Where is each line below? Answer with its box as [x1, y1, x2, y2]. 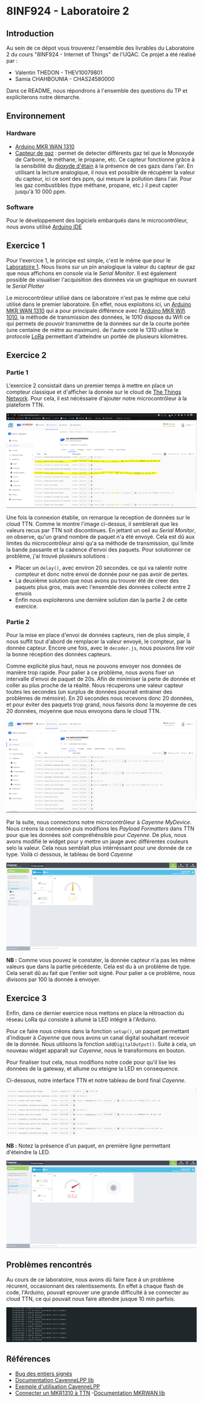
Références [6, 1354, 51, 1365]
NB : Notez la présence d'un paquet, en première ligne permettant [6, 1142, 171, 1150]
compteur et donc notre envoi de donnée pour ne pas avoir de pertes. [14, 570, 189, 578]
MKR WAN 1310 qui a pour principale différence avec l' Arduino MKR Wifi [6, 307, 185, 314]
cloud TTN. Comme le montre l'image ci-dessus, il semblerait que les [6, 520, 178, 527]
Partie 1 [6, 368, 28, 377]
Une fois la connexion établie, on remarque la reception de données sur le [6, 514, 190, 521]
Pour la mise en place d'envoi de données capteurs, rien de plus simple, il [6, 631, 190, 639]
